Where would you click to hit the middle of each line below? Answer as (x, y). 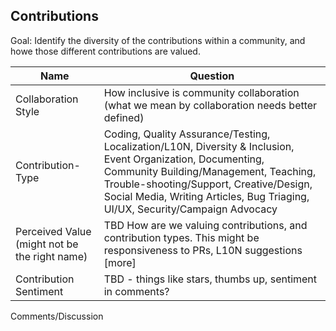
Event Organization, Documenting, (184, 159)
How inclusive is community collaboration (201, 92)
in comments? (136, 291)
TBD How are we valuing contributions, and (205, 225)
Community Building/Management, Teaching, (210, 171)
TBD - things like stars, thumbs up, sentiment (210, 279)
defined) (124, 117)
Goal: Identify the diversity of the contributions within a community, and (158, 40)
